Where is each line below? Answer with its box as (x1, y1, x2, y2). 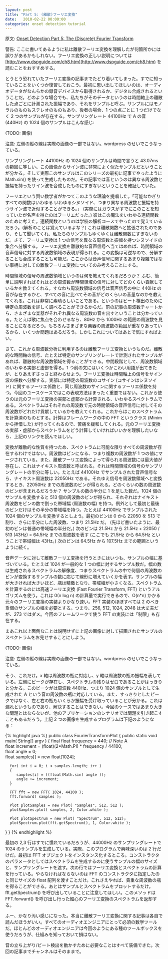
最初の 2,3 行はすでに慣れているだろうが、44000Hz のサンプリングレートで (5, 839, 161, 846)
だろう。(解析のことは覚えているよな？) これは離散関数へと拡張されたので (5, 225, 157, 231)
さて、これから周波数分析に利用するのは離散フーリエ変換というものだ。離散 (5, 346, 162, 352)
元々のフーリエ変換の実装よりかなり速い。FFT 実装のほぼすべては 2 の (5, 599, 150, 605)
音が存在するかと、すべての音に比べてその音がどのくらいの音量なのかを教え (5, 291, 162, 298)
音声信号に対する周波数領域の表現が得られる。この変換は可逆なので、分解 (5, 250, 158, 256)
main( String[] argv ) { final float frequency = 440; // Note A (5, 738, 127, 744)
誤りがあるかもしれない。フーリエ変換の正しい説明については (5, 53, 132, 59)
